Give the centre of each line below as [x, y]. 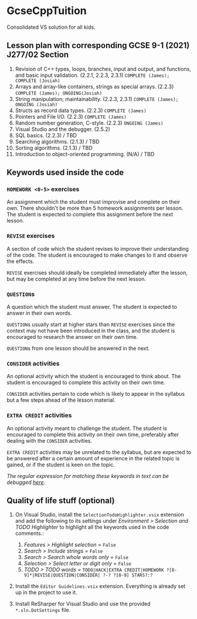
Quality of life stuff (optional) [61, 501]
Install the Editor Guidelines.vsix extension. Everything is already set [100, 586]
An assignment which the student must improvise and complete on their [94, 202]
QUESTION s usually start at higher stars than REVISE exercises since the [91, 325]
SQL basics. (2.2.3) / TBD [46, 135]
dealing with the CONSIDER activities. [50, 440]
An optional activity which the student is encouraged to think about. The [94, 376]
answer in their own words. [39, 313]
